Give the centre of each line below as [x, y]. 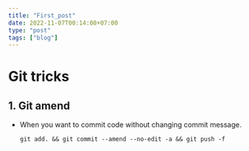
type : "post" [30, 30]
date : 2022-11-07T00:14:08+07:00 [63, 23]
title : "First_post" [42, 15]
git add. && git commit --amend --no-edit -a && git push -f [123, 139]
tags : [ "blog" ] [33, 38]
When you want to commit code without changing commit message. [130, 125]
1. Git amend [39, 106]
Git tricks [39, 77]
